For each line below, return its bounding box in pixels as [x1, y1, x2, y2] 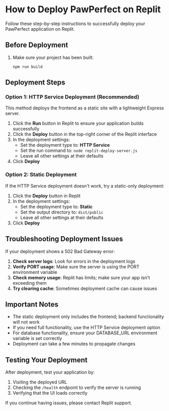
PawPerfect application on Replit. [5, 26, 75, 32]
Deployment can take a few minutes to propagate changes [12, 341, 136, 347]
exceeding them [12, 280, 47, 286]
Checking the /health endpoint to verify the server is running [12, 384, 141, 391]
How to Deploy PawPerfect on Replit [5, 4, 161, 15]
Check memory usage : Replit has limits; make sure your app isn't [12, 275, 150, 281]
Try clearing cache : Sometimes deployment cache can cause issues [12, 285, 157, 291]
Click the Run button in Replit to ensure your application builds [12, 120, 144, 126]
